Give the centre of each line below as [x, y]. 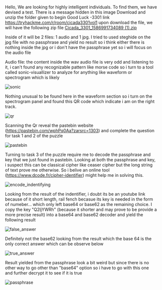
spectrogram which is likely [32, 77]
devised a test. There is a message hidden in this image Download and [75, 12]
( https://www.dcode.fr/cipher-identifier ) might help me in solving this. [74, 175]
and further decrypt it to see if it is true [44, 273]
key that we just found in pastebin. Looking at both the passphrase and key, [80, 160]
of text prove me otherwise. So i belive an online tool [57, 170]
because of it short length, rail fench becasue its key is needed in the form [79, 199]
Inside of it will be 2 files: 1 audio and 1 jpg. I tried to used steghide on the [78, 37]
